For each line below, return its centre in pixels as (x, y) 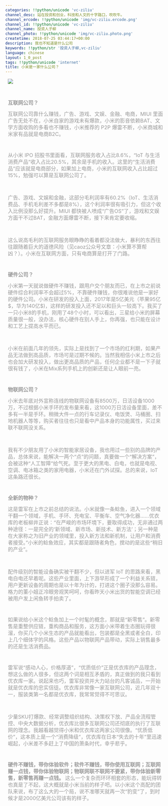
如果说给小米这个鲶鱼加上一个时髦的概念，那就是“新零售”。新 (81, 620)
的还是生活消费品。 (31, 647)
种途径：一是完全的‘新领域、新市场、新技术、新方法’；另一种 (81, 529)
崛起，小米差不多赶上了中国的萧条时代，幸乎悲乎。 (69, 744)
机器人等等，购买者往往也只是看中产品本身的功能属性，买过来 (87, 421)
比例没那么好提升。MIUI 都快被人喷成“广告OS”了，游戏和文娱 (86, 211)
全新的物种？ (23, 498)
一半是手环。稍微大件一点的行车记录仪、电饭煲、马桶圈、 (87, 414)
